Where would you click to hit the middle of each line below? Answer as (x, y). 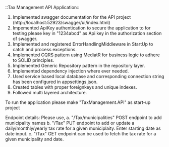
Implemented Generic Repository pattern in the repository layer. (79, 66)
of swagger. (25, 39)
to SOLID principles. (33, 60)
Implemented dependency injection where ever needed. (71, 71)
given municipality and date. (35, 139)
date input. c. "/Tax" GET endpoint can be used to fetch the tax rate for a (81, 134)
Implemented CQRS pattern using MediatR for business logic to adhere (86, 55)
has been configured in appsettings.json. (55, 82)
